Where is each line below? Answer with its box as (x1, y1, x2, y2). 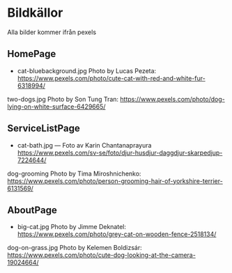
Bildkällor (7, 5, 63, 21)
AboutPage (7, 204, 57, 216)
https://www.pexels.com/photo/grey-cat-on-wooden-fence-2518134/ (17, 230, 217, 238)
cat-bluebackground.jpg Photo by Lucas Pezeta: (17, 66, 157, 75)
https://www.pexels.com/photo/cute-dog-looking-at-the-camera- (7, 251, 196, 259)
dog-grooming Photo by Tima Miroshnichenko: (7, 169, 141, 178)
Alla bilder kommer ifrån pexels (7, 28, 96, 36)
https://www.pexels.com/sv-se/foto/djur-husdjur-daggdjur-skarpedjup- (17, 148, 223, 157)
